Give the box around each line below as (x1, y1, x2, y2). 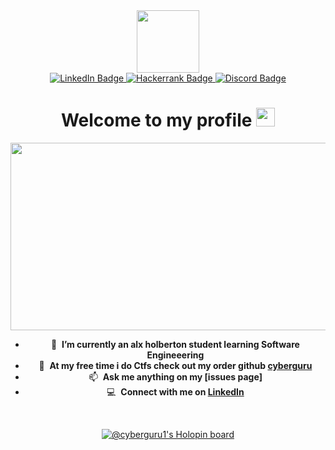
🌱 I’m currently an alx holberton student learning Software (50, 338, 300, 350)
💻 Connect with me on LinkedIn (106, 385, 245, 398)
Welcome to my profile (60, 109, 253, 132)
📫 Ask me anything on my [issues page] (88, 370, 263, 383)
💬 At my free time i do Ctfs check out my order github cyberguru (38, 359, 313, 371)
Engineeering (146, 349, 205, 361)
